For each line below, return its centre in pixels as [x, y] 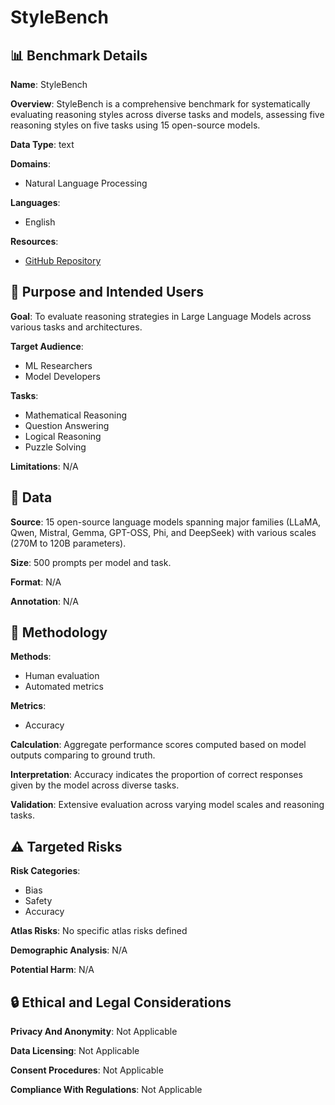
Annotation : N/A [44, 601]
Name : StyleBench [49, 84]
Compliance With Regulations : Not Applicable [106, 1090]
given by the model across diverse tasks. [95, 785]
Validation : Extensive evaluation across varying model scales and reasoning [167, 805]
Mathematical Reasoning [76, 415]
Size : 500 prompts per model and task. [91, 562]
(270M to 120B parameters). [68, 543]
